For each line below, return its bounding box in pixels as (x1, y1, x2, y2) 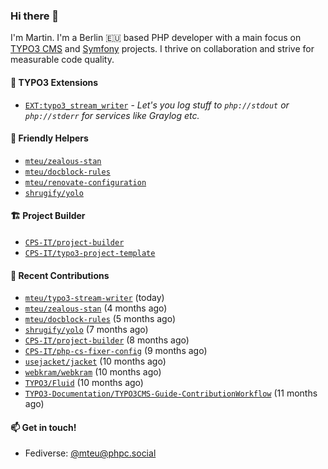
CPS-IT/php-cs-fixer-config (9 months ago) (24, 345, 208, 357)
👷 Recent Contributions (10, 269, 110, 281)
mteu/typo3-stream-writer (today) (24, 292, 165, 304)
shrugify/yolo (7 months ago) (24, 324, 149, 336)
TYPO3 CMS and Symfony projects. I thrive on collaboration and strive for (10, 43, 315, 55)
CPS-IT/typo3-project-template (24, 248, 156, 258)
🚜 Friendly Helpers (10, 132, 89, 144)
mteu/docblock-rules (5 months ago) (24, 313, 177, 325)
